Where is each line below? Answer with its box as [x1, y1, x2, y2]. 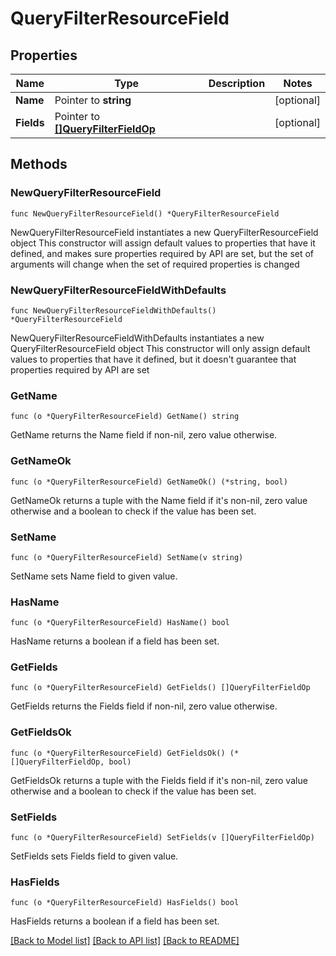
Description [208, 77, 266, 90]
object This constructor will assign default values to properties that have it [10, 237, 316, 249]
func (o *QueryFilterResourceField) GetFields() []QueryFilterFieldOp [10, 683, 311, 693]
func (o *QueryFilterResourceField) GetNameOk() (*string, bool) [10, 477, 288, 487]
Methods [10, 156, 68, 173]
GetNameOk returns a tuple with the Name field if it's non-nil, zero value [10, 494, 308, 506]
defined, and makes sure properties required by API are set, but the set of [10, 247, 315, 259]
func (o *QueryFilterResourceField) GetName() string [10, 412, 240, 422]
